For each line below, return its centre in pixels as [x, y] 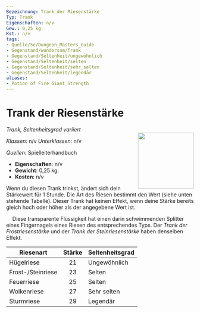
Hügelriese [24, 262]
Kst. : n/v [18, 34]
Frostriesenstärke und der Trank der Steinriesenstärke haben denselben [95, 231]
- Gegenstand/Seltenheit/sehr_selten [53, 67]
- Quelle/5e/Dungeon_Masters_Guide [50, 45]
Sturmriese [25, 301]
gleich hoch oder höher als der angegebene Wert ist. [71, 207]
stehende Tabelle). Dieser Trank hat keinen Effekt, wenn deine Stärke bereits [100, 201]
